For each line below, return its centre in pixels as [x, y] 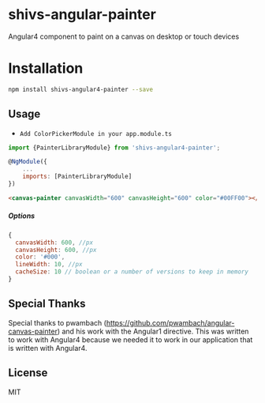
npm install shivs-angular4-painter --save [81, 89]
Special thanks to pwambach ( [57, 322]
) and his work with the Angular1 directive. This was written [153, 331]
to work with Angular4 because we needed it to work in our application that [131, 339]
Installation [46, 68]
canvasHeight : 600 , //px [56, 250]
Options [22, 216]
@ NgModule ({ [28, 162]
